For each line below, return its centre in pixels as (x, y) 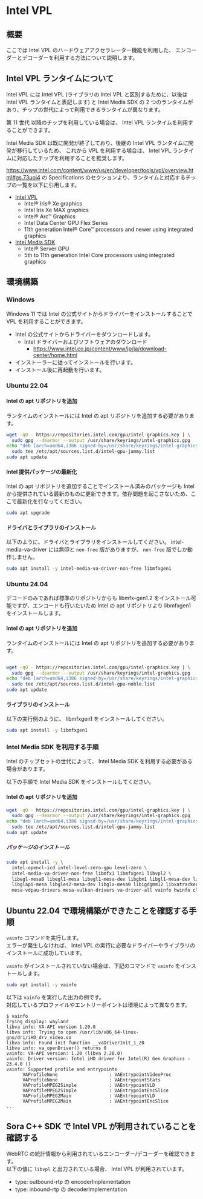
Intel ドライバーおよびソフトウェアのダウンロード (86, 342)
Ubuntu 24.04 (27, 584)
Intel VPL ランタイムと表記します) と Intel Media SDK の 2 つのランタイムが (100, 102)
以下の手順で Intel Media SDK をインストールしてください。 (80, 782)
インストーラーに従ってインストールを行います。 (76, 362)
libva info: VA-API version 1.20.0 (51, 1027)
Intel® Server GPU (47, 249)
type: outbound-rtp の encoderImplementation (73, 1181)
